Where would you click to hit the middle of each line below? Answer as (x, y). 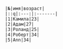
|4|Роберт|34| (22, 35)
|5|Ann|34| (18, 40)
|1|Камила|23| (22, 19)
